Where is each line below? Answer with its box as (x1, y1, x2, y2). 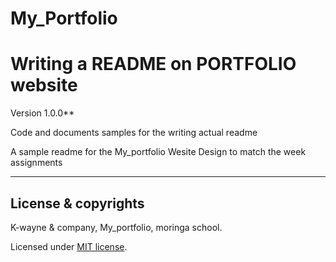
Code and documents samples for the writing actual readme (10, 127, 258, 139)
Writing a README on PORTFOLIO (10, 53, 297, 76)
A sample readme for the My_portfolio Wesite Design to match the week (10, 146, 307, 158)
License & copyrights (10, 195, 145, 212)
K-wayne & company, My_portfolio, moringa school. (10, 221, 223, 233)
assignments (10, 157, 63, 169)
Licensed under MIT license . (10, 240, 128, 252)
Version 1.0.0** (10, 107, 75, 119)
